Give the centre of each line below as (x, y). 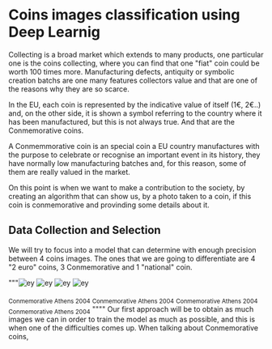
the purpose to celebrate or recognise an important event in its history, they (134, 155)
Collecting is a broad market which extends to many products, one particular (136, 54)
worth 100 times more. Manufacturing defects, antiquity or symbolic (121, 71)
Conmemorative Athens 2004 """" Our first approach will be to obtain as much (131, 310)
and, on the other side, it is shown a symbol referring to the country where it (135, 113)
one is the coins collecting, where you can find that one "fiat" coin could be (134, 63)
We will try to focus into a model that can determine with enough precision (132, 249)
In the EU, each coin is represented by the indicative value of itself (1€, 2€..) (135, 104)
